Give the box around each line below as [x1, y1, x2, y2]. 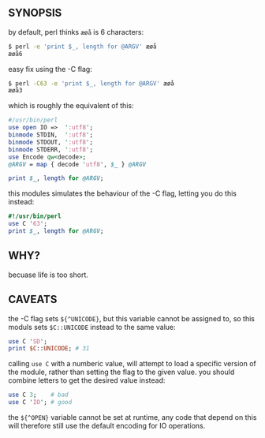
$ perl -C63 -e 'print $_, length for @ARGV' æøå [8, 79, 175, 88]
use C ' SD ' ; [8, 337, 47, 346]
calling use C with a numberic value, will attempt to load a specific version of [8, 359, 256, 369]
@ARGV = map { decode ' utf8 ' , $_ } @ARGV [8, 160, 147, 168]
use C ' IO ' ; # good [8, 399, 73, 406]
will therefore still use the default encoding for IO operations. [8, 421, 206, 431]
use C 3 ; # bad [8, 391, 69, 399]
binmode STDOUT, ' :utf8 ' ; [8, 138, 93, 146]
